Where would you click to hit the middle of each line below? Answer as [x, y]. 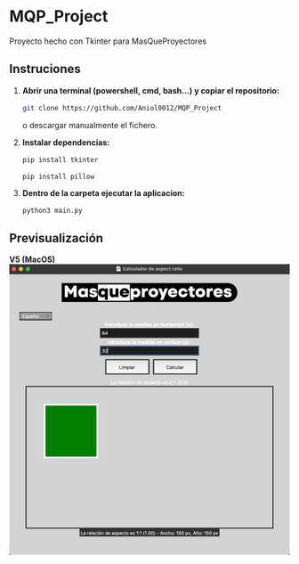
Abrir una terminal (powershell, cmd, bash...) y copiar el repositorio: [151, 90]
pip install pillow [58, 176]
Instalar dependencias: [66, 142]
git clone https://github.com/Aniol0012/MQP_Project [122, 108]
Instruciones [45, 69]
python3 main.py [52, 210]
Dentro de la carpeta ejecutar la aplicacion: [103, 192]
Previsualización [57, 238]
